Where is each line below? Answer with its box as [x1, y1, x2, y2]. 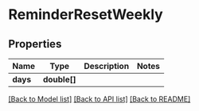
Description [83, 61, 130, 71]
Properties [8, 37, 62, 51]
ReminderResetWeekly [8, 6, 163, 24]
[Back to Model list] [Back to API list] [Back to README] [8, 94, 191, 104]
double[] [42, 74, 76, 85]
